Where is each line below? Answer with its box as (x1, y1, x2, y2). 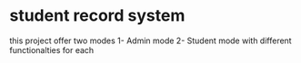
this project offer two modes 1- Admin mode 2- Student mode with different (9, 35, 293, 46)
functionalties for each (9, 44, 95, 55)
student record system (9, 5, 186, 26)
